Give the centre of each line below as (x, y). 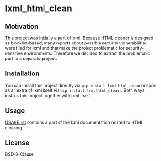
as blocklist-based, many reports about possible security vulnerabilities (76, 43)
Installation (22, 74)
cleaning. (14, 127)
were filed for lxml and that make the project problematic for (65, 48)
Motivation (22, 26)
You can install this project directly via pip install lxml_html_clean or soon (81, 85)
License (17, 143)
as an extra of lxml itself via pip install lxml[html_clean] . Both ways (75, 90)
